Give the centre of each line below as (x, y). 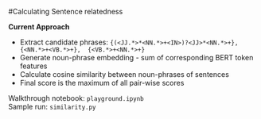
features (33, 66)
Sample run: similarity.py (53, 107)
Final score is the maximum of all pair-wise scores (102, 83)
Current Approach (39, 27)
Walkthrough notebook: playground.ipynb (76, 98)
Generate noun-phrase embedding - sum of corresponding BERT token (136, 58)
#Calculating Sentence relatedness (66, 12)
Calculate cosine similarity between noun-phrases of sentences (124, 74)
